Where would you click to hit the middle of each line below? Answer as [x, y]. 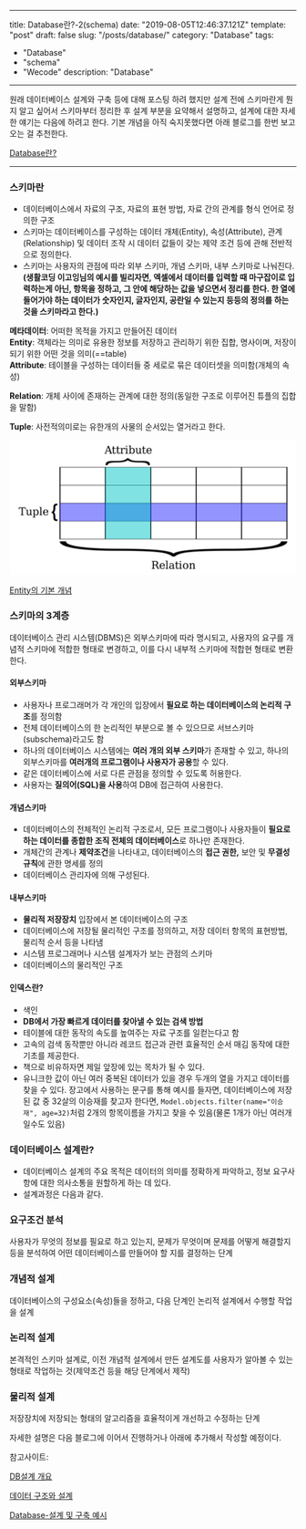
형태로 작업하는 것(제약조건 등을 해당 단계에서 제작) [100, 1370]
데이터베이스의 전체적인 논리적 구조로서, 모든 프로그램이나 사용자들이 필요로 [157, 829]
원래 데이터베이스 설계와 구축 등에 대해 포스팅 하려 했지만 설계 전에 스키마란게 [147, 99]
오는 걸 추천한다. [39, 134]
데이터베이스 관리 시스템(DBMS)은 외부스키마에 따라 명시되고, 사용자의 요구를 [147, 637]
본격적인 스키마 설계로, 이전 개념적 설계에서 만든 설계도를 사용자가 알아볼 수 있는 [152, 1359]
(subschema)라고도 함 [63, 739]
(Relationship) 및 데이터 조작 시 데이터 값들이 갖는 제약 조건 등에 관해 [145, 244]
